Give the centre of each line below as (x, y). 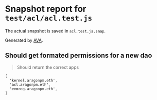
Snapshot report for (46, 9)
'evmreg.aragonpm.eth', (33, 89)
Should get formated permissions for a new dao (78, 56)
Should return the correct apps (48, 67)
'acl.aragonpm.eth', (30, 84)
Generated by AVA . (24, 40)
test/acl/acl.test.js (49, 18)
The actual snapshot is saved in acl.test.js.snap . (55, 31)
